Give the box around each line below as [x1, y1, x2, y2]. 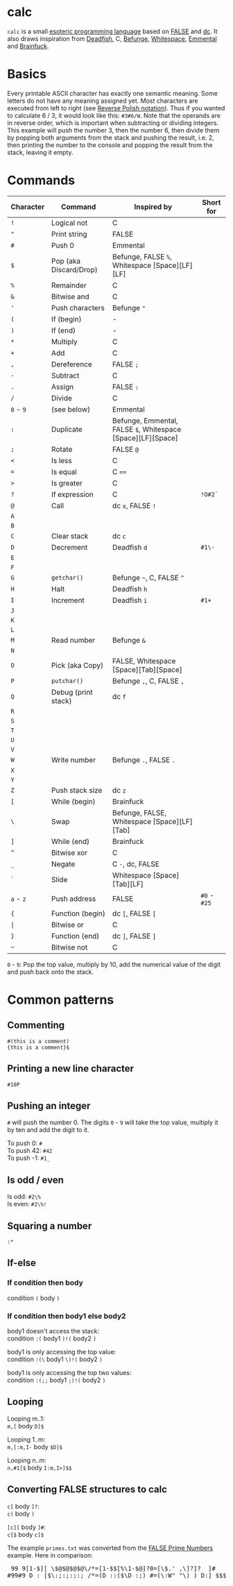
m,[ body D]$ [7, 1422, 44, 1430]
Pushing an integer [7, 1100, 91, 1112]
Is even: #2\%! [7, 1200, 47, 1208]
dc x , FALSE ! [112, 500, 157, 510]
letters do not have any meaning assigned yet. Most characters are [7, 96, 199, 105]
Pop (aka [51, 256, 81, 266]
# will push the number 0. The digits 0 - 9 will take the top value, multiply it [7, 1118, 218, 1127]
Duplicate [51, 424, 83, 434]
